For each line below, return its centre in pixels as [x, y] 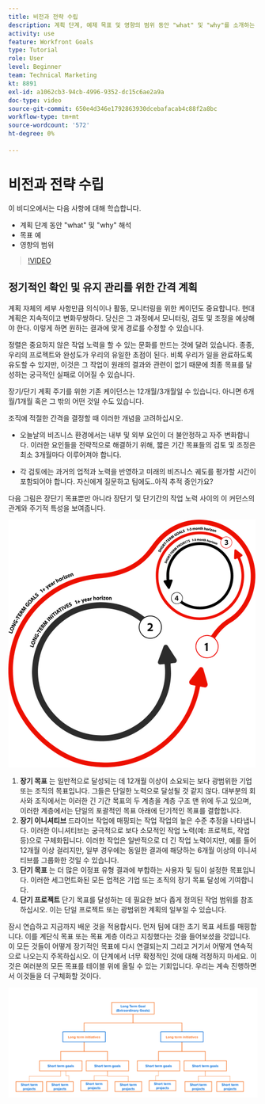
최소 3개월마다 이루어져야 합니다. [70, 455]
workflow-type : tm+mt [44, 117]
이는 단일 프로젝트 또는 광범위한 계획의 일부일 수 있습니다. [138, 909]
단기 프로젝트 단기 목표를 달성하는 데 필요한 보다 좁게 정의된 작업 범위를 [129, 900]
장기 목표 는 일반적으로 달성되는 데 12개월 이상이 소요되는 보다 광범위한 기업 [136, 781]
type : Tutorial [33, 50]
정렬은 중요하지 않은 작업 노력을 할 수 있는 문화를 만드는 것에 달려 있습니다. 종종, [131, 345]
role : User [26, 59]
